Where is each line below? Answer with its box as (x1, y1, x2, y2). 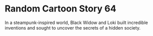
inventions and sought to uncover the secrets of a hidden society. (5, 24, 141, 30)
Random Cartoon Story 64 (5, 3, 117, 14)
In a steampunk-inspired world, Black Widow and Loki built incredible (5, 19, 148, 25)
